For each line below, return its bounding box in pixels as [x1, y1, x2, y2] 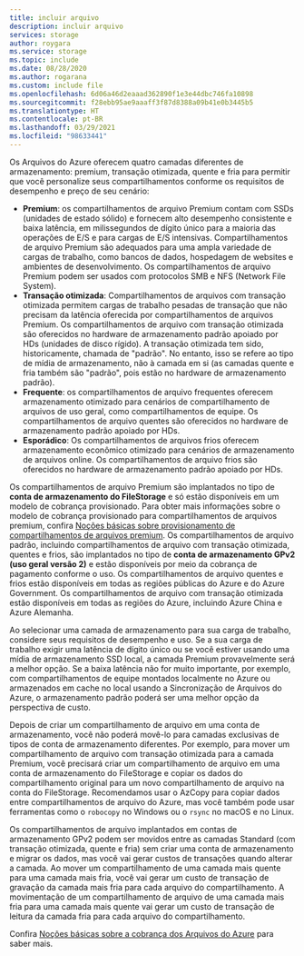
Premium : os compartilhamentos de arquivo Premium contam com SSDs [22, 203, 294, 214]
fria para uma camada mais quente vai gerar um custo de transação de [9, 901, 275, 911]
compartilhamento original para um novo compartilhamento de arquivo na [9, 777, 285, 788]
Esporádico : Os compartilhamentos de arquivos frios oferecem [22, 434, 260, 445]
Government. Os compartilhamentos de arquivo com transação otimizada [9, 587, 284, 598]
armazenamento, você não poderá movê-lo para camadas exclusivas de [9, 729, 279, 740]
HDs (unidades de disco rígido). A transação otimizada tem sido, [22, 338, 264, 349]
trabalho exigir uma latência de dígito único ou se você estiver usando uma [9, 643, 290, 654]
